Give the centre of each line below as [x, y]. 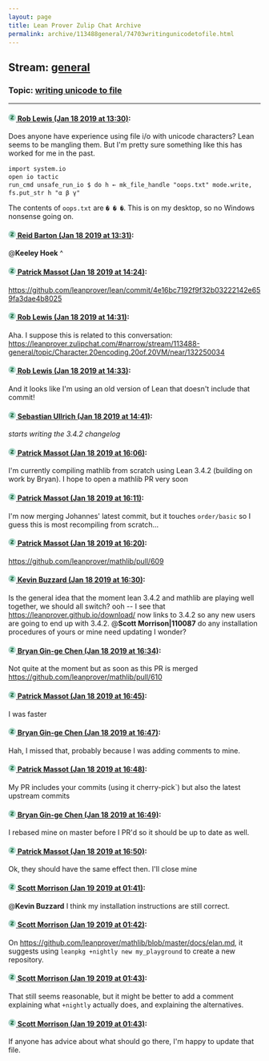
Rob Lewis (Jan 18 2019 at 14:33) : [74, 371]
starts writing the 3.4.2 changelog [64, 434]
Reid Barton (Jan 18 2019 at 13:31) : [76, 235]
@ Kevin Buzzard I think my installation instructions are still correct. [119, 905]
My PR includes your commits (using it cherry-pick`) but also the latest [124, 787]
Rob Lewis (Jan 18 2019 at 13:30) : [74, 118]
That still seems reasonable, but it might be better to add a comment [121, 996]
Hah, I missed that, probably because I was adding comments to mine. [124, 751]
